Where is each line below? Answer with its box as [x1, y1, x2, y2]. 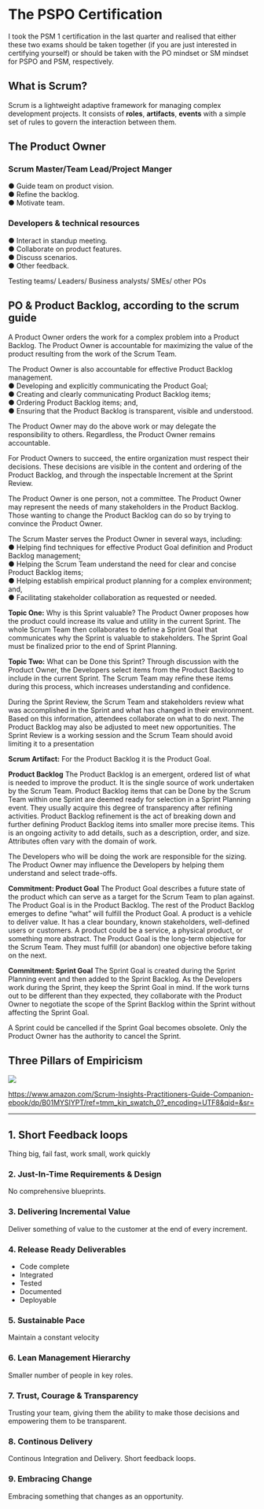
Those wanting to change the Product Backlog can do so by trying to [8, 510, 232, 520]
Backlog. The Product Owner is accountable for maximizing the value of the [8, 340, 254, 350]
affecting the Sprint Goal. [8, 1007, 90, 1017]
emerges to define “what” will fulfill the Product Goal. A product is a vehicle [8, 908, 252, 918]
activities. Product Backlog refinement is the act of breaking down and [8, 811, 236, 821]
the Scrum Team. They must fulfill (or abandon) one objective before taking [8, 942, 252, 951]
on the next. [8, 951, 47, 960]
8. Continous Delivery [8, 1436, 93, 1447]
